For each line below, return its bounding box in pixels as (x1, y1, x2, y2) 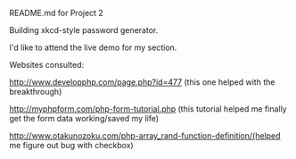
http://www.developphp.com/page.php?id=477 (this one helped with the (9, 77, 275, 88)
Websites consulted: (9, 60, 85, 70)
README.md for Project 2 (9, 8, 104, 18)
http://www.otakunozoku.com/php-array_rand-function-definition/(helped (9, 130, 281, 141)
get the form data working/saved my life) (9, 113, 159, 123)
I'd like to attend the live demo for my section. (9, 42, 177, 53)
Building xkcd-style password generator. (9, 25, 159, 35)
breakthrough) (9, 87, 62, 96)
